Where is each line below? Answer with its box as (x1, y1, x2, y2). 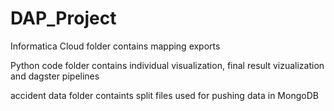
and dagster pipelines (10, 70, 100, 82)
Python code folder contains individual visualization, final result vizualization (10, 59, 325, 71)
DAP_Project (10, 7, 117, 30)
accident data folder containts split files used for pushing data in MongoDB (10, 89, 319, 101)
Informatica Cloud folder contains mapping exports (10, 40, 221, 52)
